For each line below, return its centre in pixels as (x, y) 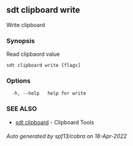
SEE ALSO (22, 109)
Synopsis (21, 40)
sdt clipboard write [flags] (44, 66)
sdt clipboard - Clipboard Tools (55, 122)
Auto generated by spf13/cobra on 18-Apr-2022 (66, 136)
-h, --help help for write (49, 94)
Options (18, 81)
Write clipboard (26, 25)
